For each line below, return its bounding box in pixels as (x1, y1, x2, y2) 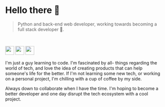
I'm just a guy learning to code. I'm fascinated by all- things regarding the (5, 59, 157, 65)
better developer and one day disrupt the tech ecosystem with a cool (5, 90, 148, 96)
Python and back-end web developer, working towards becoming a (17, 21, 157, 27)
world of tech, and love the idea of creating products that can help (5, 65, 143, 71)
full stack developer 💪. (17, 26, 64, 32)
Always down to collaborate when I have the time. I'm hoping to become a (5, 85, 158, 91)
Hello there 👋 (5, 4, 60, 16)
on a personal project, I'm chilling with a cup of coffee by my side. (5, 75, 142, 81)
